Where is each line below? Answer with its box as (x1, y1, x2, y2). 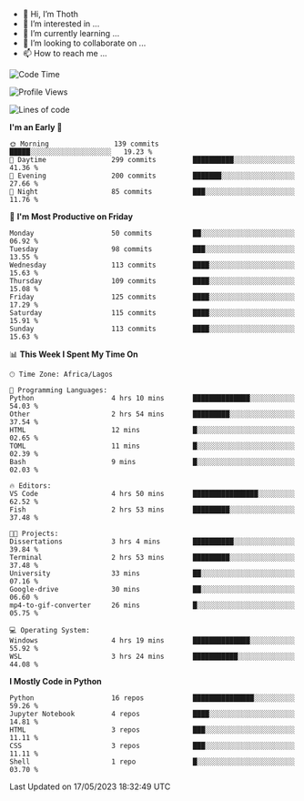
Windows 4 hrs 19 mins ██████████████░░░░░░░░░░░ (9, 636, 296, 645)
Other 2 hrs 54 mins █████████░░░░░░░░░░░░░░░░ (9, 410, 296, 419)
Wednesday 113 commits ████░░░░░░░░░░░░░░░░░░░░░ (9, 260, 296, 269)
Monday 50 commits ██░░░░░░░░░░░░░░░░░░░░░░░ (9, 228, 296, 238)
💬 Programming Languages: (9, 386, 107, 395)
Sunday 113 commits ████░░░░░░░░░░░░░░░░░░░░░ (9, 324, 296, 333)
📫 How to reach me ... (22, 48, 107, 58)
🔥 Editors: (9, 482, 52, 491)
